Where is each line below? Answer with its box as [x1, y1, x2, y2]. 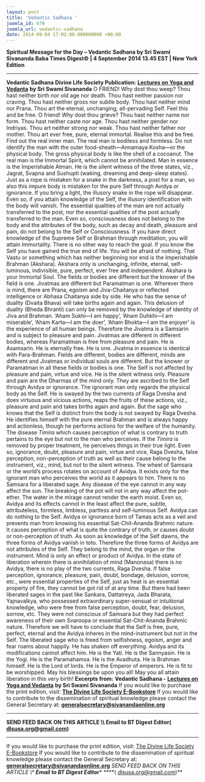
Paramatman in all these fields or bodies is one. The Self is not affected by [6, 364, 193, 371]
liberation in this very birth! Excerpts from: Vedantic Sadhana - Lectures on [6, 675, 198, 683]
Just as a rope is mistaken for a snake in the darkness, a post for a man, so [6, 176, 195, 184]
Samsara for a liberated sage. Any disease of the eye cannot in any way [6, 481, 187, 488]
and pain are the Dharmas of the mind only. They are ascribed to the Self [6, 377, 189, 384]
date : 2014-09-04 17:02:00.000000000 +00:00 [6, 32, 121, 38]
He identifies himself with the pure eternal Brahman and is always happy [6, 416, 188, 423]
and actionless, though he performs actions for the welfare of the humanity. [6, 422, 196, 430]
